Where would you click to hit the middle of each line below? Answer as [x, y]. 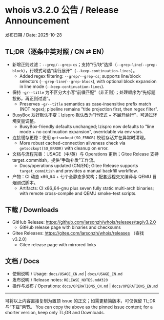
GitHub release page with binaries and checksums [70, 227]
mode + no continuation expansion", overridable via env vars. [81, 131]
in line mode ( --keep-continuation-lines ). [62, 86]
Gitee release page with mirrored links [58, 244]
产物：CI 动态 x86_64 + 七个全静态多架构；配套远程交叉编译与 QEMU [82, 176]
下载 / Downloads [32, 210]
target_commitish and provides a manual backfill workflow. [79, 171]
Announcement [37, 21]
